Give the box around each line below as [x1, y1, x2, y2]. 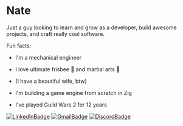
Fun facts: [6, 42, 32, 49]
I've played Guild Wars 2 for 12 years [15, 101, 108, 108]
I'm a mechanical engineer [15, 54, 82, 61]
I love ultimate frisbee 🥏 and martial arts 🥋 [15, 65, 120, 73]
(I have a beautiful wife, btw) [15, 77, 87, 85]
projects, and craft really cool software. [6, 30, 105, 37]
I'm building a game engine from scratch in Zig [15, 89, 133, 96]
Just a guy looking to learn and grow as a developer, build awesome [6, 24, 178, 31]
